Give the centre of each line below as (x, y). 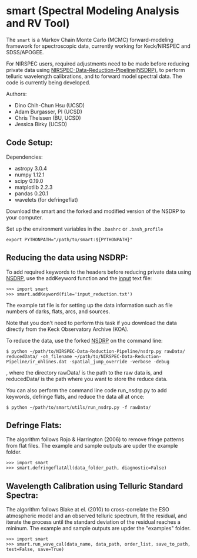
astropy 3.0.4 (31, 168)
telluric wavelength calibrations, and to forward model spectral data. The (94, 76)
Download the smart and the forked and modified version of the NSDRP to (96, 211)
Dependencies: (24, 157)
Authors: (16, 94)
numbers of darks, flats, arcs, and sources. (58, 311)
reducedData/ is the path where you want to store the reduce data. (87, 379)
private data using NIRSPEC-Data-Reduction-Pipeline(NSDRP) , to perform (96, 70)
